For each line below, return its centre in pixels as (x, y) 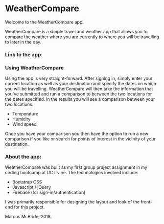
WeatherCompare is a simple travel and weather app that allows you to (76, 31)
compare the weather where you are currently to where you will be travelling (82, 37)
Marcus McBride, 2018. (28, 217)
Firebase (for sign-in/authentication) (49, 192)
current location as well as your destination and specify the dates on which (81, 84)
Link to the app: (24, 54)
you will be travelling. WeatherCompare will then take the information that (79, 89)
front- (147, 202)
